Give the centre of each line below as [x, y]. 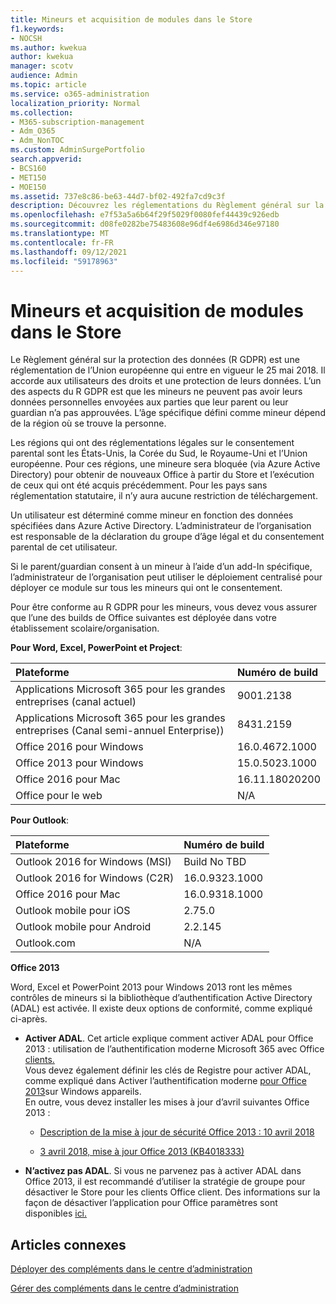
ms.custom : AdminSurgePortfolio [77, 150]
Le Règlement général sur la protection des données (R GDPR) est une [155, 360]
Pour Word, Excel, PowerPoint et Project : [96, 648]
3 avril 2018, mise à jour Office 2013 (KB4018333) [142, 1152]
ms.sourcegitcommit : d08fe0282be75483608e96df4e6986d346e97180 [145, 224]
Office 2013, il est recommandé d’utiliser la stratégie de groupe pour [165, 1182]
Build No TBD [215, 862]
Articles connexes [68, 1244]
